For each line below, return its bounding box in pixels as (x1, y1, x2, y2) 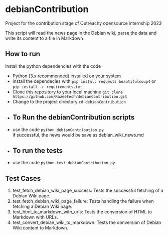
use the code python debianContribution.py (12, 127, 104, 133)
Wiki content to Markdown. (12, 225, 69, 231)
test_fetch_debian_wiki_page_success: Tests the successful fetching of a (12, 187, 163, 194)
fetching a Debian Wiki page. (12, 203, 73, 209)
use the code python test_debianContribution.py (12, 160, 115, 166)
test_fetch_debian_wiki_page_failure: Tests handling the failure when (12, 198, 154, 204)
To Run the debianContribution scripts (12, 113, 135, 122)
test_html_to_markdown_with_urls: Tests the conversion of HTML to (12, 209, 152, 215)
